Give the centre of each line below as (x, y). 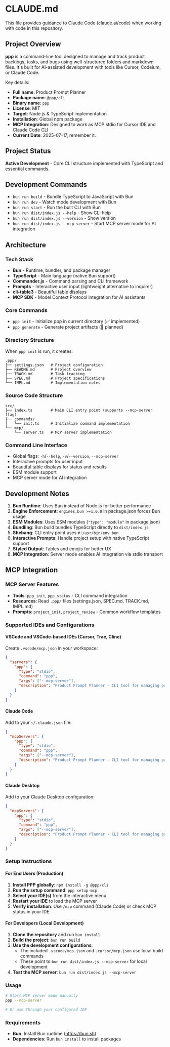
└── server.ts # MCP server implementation (63, 432)
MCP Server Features (32, 584)
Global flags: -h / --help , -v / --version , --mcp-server (66, 456)
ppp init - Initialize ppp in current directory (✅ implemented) (76, 321)
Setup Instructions (29, 861)
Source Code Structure (34, 395)
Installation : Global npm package (47, 119)
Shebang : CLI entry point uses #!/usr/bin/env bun (66, 533)
